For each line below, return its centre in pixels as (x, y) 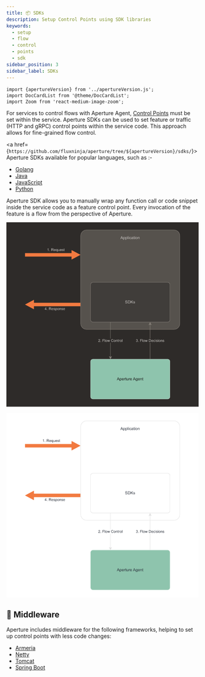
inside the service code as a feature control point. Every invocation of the (99, 207)
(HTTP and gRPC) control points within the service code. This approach (96, 126)
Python (24, 189)
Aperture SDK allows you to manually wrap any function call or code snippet (102, 200)
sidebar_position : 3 (33, 64)
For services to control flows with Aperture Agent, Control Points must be (99, 113)
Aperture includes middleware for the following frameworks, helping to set (100, 629)
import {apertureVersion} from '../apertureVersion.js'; (80, 89)
